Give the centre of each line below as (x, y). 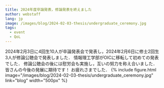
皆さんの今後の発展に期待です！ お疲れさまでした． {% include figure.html (81, 69)
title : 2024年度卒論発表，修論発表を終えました (49, 10)
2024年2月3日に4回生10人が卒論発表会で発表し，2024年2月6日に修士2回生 (82, 51)
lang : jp (14, 19)
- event (17, 32)
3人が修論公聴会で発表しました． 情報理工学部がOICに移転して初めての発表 (82, 57)
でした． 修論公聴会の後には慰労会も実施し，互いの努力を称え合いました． (81, 64)
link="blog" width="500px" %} (36, 80)
